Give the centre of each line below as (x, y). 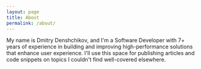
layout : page (23, 12)
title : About (23, 18)
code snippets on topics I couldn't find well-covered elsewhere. (86, 60)
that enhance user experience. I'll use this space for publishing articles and (100, 53)
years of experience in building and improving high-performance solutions (100, 47)
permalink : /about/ (31, 23)
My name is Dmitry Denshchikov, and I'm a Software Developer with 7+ (96, 41)
